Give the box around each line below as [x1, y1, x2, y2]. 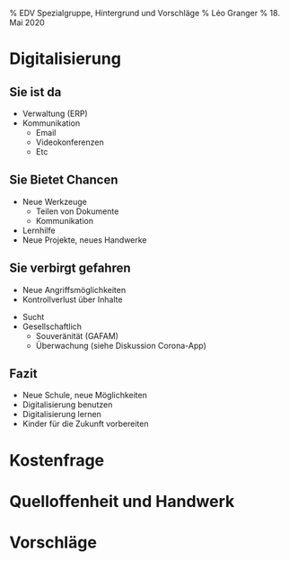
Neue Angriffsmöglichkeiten [22, 284, 127, 295]
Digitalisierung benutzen [22, 399, 113, 410]
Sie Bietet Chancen [9, 173, 118, 188]
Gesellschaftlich [22, 321, 83, 332]
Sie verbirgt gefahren [9, 261, 132, 276]
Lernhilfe [22, 225, 56, 236]
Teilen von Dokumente [35, 206, 119, 217]
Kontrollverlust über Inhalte [22, 294, 123, 305]
